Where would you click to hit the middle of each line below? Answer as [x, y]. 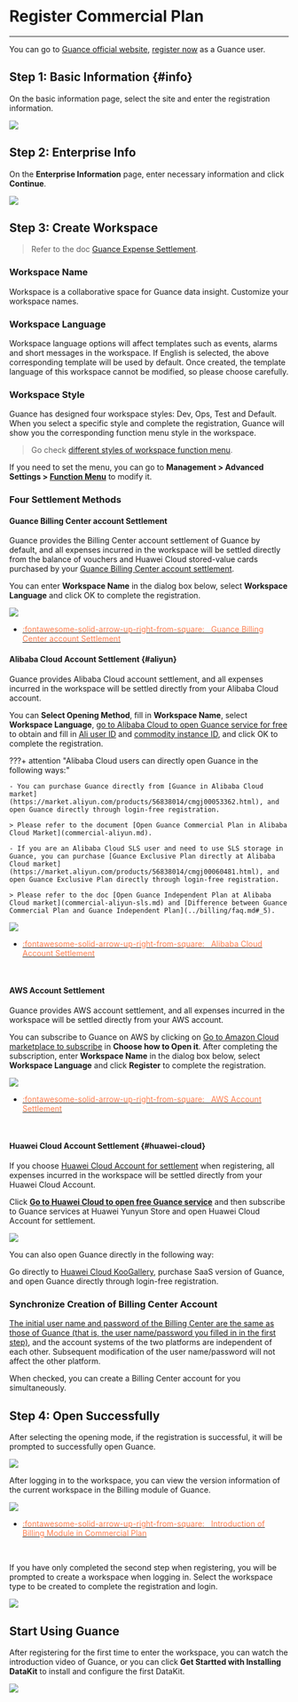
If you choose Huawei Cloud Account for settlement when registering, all [142, 1166]
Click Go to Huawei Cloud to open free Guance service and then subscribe [147, 1202]
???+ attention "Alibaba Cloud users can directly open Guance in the [134, 760]
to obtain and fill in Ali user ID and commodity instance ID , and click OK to [144, 733]
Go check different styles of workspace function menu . [132, 450]
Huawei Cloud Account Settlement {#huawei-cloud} [107, 1146]
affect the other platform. [55, 1361]
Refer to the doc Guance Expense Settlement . [114, 249]
